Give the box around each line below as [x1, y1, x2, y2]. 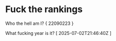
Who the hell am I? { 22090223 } [5, 20, 74, 26]
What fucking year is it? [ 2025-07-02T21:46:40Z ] [5, 30, 112, 36]
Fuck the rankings [5, 4, 83, 15]
